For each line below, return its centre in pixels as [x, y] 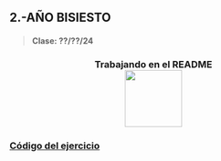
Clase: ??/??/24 [63, 40]
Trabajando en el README [153, 64]
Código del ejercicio [55, 146]
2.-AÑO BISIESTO [60, 18]
